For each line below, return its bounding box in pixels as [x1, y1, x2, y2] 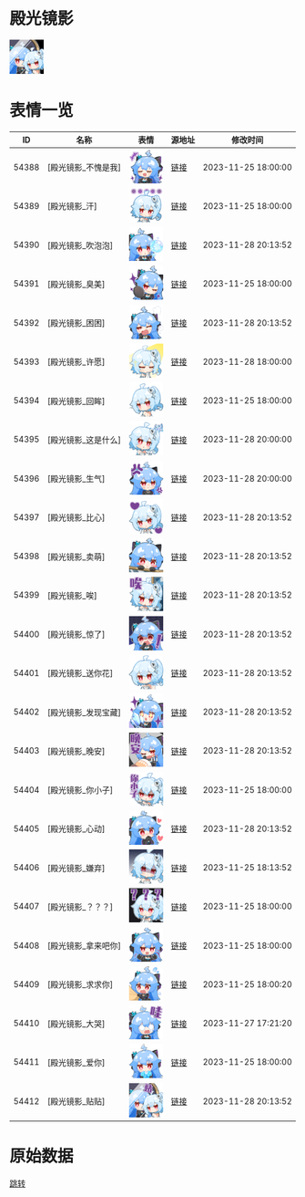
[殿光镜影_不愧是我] [46, 161, 121, 173]
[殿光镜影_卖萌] [46, 551, 106, 562]
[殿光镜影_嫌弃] [46, 862, 106, 873]
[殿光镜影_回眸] [46, 395, 106, 406]
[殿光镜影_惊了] [46, 629, 106, 640]
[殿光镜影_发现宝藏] [46, 706, 121, 717]
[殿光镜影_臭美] [46, 278, 106, 289]
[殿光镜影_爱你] [46, 1056, 106, 1067]
